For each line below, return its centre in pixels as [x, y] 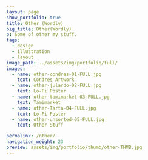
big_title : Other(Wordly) [39, 29]
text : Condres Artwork [46, 80]
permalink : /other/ [31, 136]
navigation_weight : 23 [35, 142]
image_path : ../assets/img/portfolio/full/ [62, 63]
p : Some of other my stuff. [42, 35]
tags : [13, 40]
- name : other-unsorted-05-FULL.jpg [58, 119]
